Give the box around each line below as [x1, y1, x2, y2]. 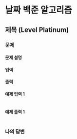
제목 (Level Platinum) [5, 26, 69, 34]
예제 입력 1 [5, 91, 25, 97]
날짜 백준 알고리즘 [5, 4, 72, 16]
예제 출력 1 [5, 109, 25, 115]
